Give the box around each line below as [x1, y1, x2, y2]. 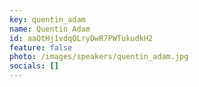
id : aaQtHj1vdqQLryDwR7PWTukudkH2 [9, 33, 154, 43]
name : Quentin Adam [9, 24, 91, 34]
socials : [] [9, 61, 59, 71]
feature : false [9, 42, 73, 53]
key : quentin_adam [9, 14, 86, 25]
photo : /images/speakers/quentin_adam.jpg [9, 52, 189, 62]
